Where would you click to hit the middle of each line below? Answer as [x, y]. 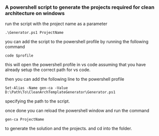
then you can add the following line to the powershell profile [65, 79]
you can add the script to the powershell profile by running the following [77, 42]
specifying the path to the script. [37, 101]
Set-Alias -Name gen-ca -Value [36, 88]
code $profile [19, 56]
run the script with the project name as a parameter [56, 24]
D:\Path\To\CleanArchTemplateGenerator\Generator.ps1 [60, 92]
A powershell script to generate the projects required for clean [80, 7]
